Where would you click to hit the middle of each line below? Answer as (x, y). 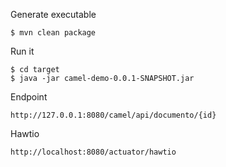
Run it (22, 51)
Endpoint (29, 97)
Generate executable (53, 14)
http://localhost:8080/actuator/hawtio (93, 152)
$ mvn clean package (53, 33)
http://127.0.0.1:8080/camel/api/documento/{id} (113, 115)
